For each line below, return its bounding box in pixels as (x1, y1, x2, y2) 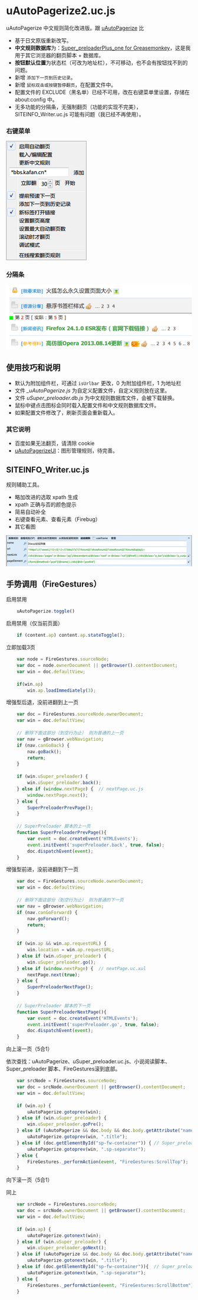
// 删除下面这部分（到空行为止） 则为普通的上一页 (16, 730, 124, 736)
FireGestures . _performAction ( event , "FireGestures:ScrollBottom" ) (27, 1282, 194, 1288)
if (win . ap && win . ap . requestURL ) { (16, 941, 107, 947)
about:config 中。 (14, 96, 58, 103)
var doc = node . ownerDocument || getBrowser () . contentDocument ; (16, 663, 178, 669)
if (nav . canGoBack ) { (16, 742, 70, 748)
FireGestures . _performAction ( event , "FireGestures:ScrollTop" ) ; (27, 1158, 189, 1165)
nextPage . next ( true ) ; (27, 972, 81, 978)
